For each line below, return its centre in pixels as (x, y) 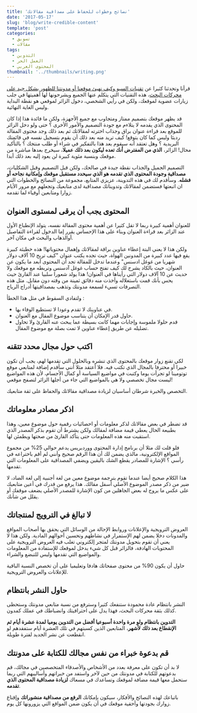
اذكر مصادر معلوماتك (40, 409)
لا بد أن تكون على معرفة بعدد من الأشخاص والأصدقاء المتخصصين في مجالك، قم (93, 667)
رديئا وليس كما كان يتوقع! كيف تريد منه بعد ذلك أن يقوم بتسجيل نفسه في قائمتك (94, 137)
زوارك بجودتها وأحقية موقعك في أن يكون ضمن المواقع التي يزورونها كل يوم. (89, 704)
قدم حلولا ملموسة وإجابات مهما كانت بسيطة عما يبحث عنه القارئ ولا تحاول (96, 322)
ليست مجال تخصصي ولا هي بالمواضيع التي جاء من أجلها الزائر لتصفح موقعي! (90, 379)
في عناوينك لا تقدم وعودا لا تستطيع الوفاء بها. (64, 309)
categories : (21, 34)
